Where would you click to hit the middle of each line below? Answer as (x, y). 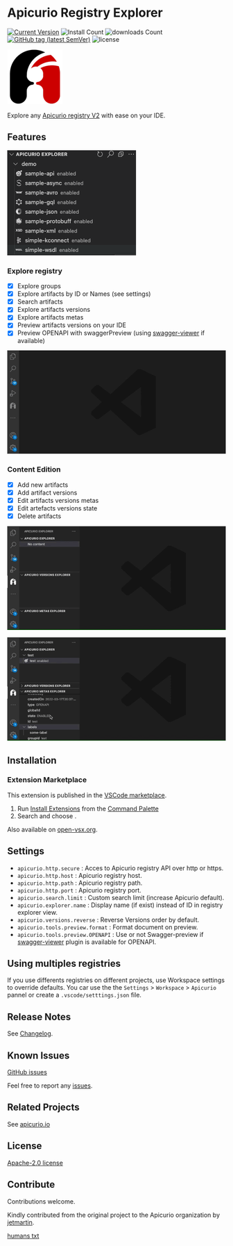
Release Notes (39, 1016)
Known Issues (38, 1055)
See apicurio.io (29, 1124)
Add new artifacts (43, 485)
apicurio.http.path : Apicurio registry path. (80, 883)
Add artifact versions (47, 492)
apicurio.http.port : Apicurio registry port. (79, 890)
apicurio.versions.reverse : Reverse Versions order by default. (108, 920)
